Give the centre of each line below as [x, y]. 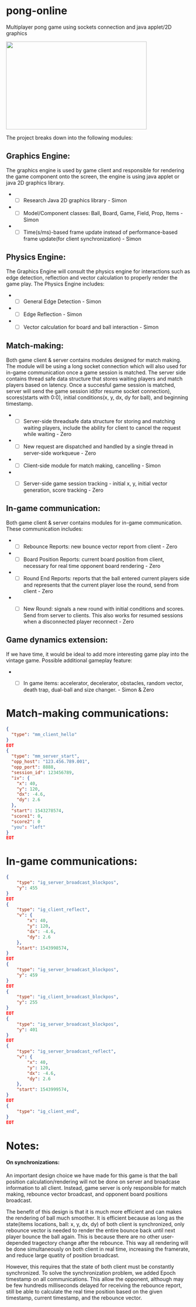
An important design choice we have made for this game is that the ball [92, 1175]
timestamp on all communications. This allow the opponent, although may [95, 1279]
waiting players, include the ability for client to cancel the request [102, 428]
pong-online [37, 11]
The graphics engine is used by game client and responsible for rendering [95, 170]
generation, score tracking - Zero [63, 490]
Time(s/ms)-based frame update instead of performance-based [100, 232]
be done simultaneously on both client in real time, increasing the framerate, [98, 1249]
